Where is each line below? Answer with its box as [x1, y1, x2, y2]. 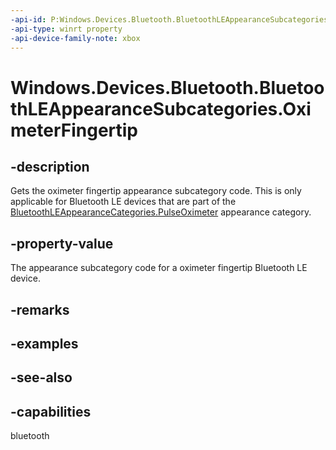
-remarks [10, 301, 70, 318]
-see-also [10, 369, 73, 386]
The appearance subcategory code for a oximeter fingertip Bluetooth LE [10, 262, 308, 274]
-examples [10, 335, 79, 352]
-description [10, 158, 90, 175]
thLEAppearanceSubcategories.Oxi [10, 97, 312, 120]
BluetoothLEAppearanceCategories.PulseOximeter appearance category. [10, 206, 312, 218]
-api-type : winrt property [10, 24, 123, 34]
